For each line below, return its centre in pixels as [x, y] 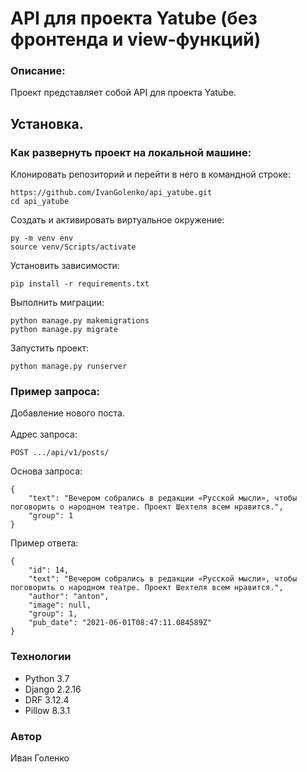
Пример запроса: [55, 392]
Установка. [47, 123]
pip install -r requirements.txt [80, 284]
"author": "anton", [69, 597]
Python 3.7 [47, 678]
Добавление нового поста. [67, 413]
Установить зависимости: [65, 266]
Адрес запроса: [44, 434]
